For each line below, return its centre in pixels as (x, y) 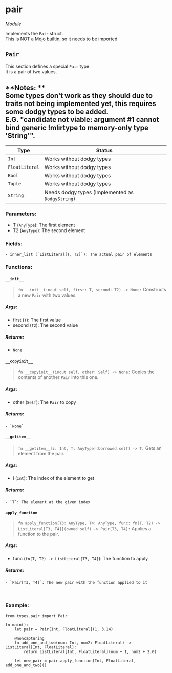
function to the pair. (39, 534)
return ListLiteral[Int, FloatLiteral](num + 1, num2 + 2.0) (90, 651)
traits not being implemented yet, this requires (81, 104)
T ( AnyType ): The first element (44, 225)
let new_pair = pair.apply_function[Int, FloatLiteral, (76, 661)
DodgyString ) (60, 198)
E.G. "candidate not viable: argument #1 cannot (82, 120)
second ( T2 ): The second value (45, 325)
